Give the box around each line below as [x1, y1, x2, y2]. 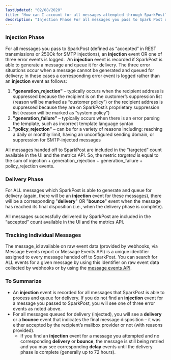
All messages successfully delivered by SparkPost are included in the [5, 213, 151, 220]
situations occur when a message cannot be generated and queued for [5, 67, 154, 73]
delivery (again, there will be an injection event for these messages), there [5, 193, 162, 199]
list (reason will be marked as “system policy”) [12, 109, 110, 115]
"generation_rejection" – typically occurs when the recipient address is [12, 88, 164, 94]
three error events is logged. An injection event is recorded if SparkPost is [5, 56, 163, 62]
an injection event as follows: [5, 78, 67, 84]
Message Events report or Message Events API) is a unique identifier [5, 249, 149, 255]
